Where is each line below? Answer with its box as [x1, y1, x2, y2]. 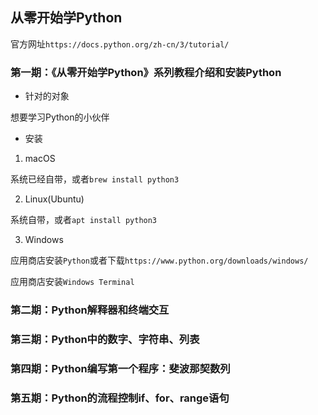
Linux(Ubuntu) [24, 193, 85, 205]
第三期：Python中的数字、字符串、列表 [10, 332, 200, 346]
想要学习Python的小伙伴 [10, 111, 110, 123]
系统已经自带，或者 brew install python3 [10, 173, 180, 185]
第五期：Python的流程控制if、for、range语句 [10, 391, 230, 405]
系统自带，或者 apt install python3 [10, 214, 158, 226]
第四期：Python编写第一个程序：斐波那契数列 [10, 361, 231, 375]
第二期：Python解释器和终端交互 [10, 303, 170, 317]
